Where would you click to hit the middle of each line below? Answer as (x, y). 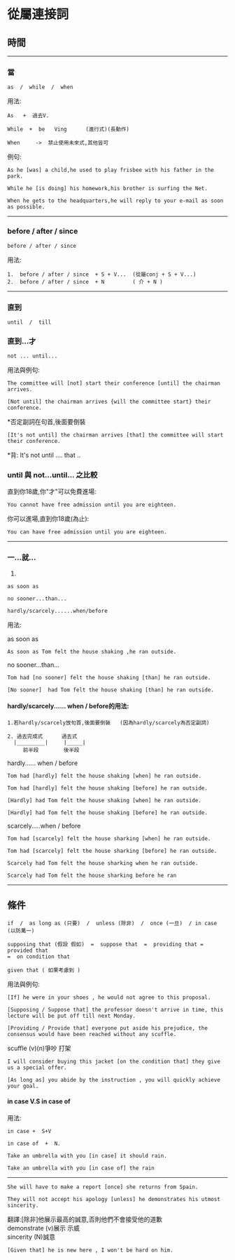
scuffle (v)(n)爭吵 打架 (39, 1048)
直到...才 (22, 341)
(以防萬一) (21, 931)
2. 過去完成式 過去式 (42, 736)
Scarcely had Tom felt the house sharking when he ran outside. (103, 863)
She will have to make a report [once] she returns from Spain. (103, 1187)
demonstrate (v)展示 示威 (44, 1228)
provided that (28, 950)
